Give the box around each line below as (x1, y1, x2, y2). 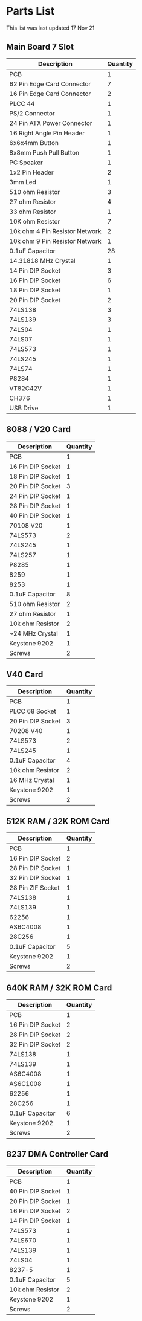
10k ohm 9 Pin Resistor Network (9, 237, 102, 245)
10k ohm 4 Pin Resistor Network (9, 227, 102, 235)
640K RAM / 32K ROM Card (6, 983, 112, 993)
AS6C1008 (9, 1080, 42, 1088)
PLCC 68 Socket (9, 707, 56, 715)
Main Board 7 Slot (6, 42, 74, 52)
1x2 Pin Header (9, 168, 54, 176)
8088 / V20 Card (6, 424, 71, 434)
